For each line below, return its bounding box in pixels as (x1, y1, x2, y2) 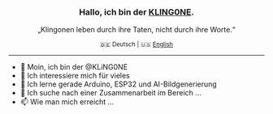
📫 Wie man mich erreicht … (19, 97, 115, 107)
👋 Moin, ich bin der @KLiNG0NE (19, 62, 128, 72)
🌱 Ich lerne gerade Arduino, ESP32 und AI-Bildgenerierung (19, 79, 217, 89)
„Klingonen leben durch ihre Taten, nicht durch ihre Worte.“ (37, 25, 236, 35)
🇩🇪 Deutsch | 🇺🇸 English (100, 40, 173, 49)
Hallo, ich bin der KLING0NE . (78, 6, 195, 18)
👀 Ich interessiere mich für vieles (19, 71, 130, 81)
